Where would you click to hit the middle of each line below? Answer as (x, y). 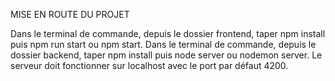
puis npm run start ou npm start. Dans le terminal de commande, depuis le (163, 44)
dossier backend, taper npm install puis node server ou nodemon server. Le (166, 55)
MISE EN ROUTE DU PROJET (70, 14)
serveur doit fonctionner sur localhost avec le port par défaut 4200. (149, 65)
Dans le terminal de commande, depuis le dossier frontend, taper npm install (168, 33)
